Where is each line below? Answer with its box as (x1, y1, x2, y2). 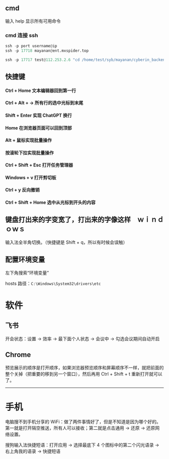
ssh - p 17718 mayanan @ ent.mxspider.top (5, 48, 89, 53)
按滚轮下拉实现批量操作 (5, 149, 54, 155)
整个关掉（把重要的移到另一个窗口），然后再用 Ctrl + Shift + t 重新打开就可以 (5, 371, 162, 377)
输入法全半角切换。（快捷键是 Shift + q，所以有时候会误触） (5, 239, 128, 245)
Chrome (5, 350, 31, 359)
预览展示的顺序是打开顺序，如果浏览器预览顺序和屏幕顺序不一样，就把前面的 (5, 364, 164, 371)
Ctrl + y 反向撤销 (5, 187, 40, 193)
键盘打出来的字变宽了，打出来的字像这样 (5, 216, 131, 224)
